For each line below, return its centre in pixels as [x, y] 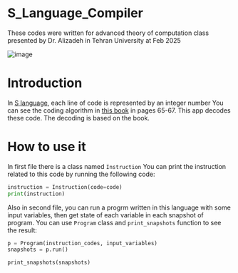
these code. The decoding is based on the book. [78, 118]
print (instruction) [36, 194]
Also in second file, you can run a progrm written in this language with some [119, 207]
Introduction [45, 83]
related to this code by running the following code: [81, 174]
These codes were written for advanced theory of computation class [108, 33]
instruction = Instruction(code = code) [65, 187]
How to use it [47, 147]
